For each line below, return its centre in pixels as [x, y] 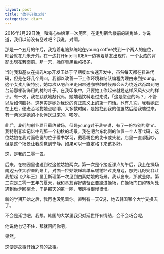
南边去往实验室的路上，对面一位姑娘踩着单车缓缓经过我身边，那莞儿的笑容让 [82, 170]
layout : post [18, 10]
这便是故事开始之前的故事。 [33, 247]
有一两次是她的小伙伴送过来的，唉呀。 [43, 115]
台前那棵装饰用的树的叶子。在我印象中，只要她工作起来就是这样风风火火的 [80, 90]
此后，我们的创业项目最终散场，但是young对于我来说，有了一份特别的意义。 [82, 126]
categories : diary [24, 19]
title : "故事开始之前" [26, 14]
